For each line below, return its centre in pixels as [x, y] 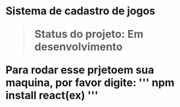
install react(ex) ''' [52, 95]
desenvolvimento [78, 47]
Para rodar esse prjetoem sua [80, 70]
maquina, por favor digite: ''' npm [90, 83]
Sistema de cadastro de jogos [80, 11]
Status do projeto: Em [89, 34]
